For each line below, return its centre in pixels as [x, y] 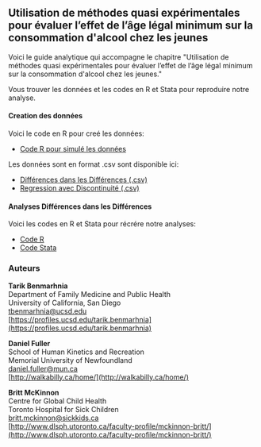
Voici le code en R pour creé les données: [76, 133]
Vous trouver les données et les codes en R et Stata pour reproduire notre [129, 89]
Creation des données [46, 116]
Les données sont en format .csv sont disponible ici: [94, 164]
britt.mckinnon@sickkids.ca [54, 418]
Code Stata [38, 248]
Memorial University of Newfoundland [70, 360]
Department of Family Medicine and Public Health [90, 294]
